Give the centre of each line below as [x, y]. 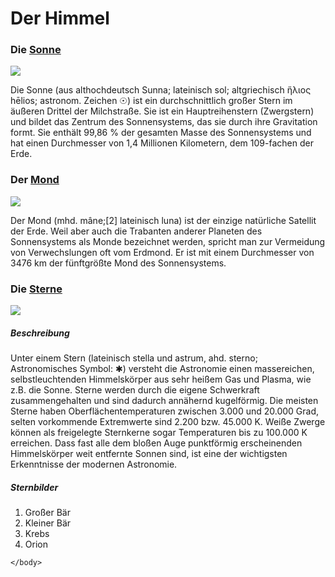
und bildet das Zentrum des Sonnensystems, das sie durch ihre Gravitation [164, 122]
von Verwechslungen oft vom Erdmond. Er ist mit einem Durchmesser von [162, 252]
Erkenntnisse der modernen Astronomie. [94, 464]
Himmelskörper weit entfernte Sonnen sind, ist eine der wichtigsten [149, 454]
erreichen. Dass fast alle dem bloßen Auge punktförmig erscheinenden [156, 443]
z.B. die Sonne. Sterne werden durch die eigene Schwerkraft [135, 390]
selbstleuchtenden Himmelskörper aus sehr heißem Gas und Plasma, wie [161, 379]
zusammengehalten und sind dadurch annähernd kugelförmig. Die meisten [164, 401]
